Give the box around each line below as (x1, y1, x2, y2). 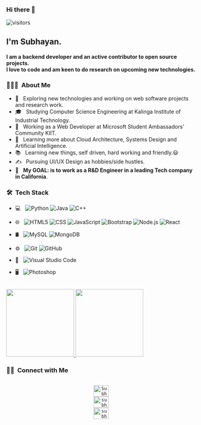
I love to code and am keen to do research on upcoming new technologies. (6, 66, 196, 73)
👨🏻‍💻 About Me (6, 81, 51, 90)
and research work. (14, 101, 64, 108)
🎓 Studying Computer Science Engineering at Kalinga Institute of (14, 108, 181, 115)
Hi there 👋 (6, 5, 36, 14)
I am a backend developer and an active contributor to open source (6, 54, 178, 61)
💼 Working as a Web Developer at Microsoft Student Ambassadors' (14, 123, 185, 130)
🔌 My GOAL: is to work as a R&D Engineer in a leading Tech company (14, 167, 193, 174)
